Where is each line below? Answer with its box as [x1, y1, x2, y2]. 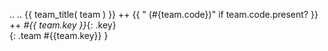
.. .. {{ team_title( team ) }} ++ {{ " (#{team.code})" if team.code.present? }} [9, 9, 319, 20]
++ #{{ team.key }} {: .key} [9, 19, 117, 31]
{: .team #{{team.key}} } [9, 30, 109, 41]
